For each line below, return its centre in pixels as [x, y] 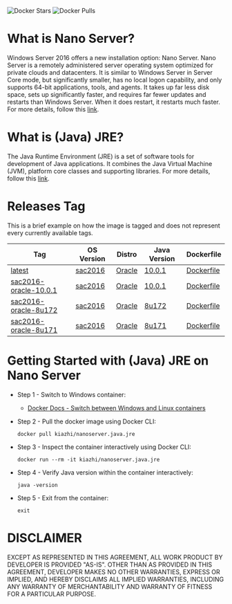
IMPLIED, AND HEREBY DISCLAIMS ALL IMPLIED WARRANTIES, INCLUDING [116, 579]
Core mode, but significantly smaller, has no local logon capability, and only [115, 80]
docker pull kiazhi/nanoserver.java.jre [76, 434]
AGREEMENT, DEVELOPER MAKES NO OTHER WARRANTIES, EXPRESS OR [114, 571]
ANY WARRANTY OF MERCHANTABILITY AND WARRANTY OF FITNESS [110, 586]
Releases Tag [46, 207]
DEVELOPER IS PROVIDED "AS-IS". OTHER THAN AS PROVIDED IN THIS [110, 565]
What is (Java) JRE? [66, 137]
